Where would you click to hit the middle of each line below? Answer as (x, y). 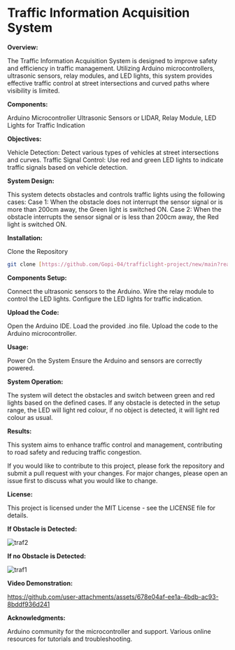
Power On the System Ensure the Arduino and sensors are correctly (105, 360)
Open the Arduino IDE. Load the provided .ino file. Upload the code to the (113, 326)
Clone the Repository (38, 251)
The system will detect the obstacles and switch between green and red (111, 395)
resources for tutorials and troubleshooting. (70, 639)
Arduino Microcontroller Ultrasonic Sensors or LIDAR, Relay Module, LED (112, 118)
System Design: (31, 181)
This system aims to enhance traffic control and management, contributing (115, 445)
